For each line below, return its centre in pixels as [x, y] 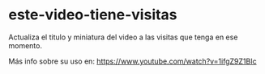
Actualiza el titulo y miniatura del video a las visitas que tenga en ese [123, 37]
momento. [26, 45]
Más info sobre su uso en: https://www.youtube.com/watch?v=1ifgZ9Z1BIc [132, 61]
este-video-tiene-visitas [93, 15]
